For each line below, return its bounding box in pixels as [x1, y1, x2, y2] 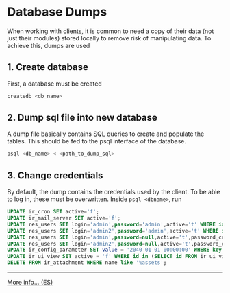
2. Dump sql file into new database [7, 112, 157, 124]
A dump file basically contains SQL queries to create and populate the [7, 130, 205, 138]
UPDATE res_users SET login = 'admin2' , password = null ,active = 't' [7, 240, 192, 247]
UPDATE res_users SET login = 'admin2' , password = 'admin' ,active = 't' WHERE [7, 227, 219, 234]
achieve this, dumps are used [7, 41, 90, 49]
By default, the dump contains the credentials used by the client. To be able [7, 188, 220, 196]
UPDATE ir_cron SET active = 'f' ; [7, 209, 99, 215]
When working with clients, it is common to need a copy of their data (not [7, 27, 214, 35]
